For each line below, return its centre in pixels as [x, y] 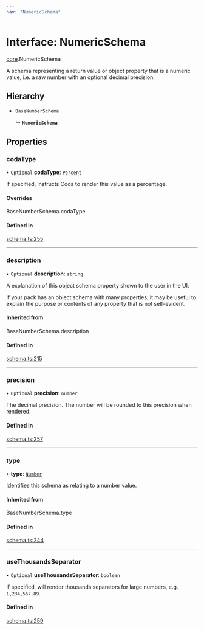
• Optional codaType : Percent [44, 172]
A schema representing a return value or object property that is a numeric [99, 71]
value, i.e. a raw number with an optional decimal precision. [80, 77]
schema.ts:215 [24, 359]
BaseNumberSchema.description [48, 331]
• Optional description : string [45, 274]
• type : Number [24, 473]
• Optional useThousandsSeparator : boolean [63, 575]
